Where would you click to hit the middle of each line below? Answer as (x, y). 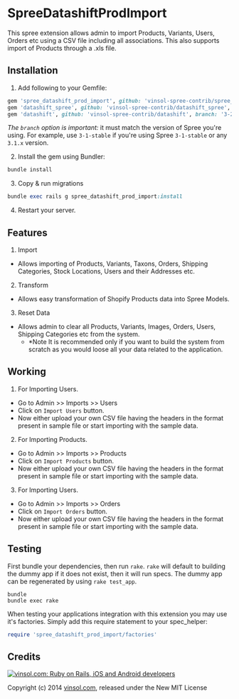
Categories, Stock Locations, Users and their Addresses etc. (106, 271)
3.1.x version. (28, 143)
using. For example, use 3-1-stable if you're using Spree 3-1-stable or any (117, 135)
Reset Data (34, 313)
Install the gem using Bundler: (61, 157)
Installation (33, 70)
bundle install (30, 170)
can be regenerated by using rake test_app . (72, 581)
